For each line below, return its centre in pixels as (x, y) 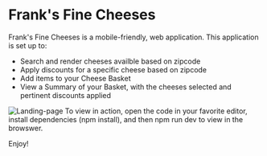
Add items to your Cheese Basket (75, 78)
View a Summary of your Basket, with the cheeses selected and (125, 87)
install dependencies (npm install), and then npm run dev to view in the (126, 119)
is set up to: (28, 45)
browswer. (26, 128)
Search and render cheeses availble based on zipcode (110, 61)
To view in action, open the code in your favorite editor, (156, 111)
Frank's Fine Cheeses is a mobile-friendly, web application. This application (133, 37)
